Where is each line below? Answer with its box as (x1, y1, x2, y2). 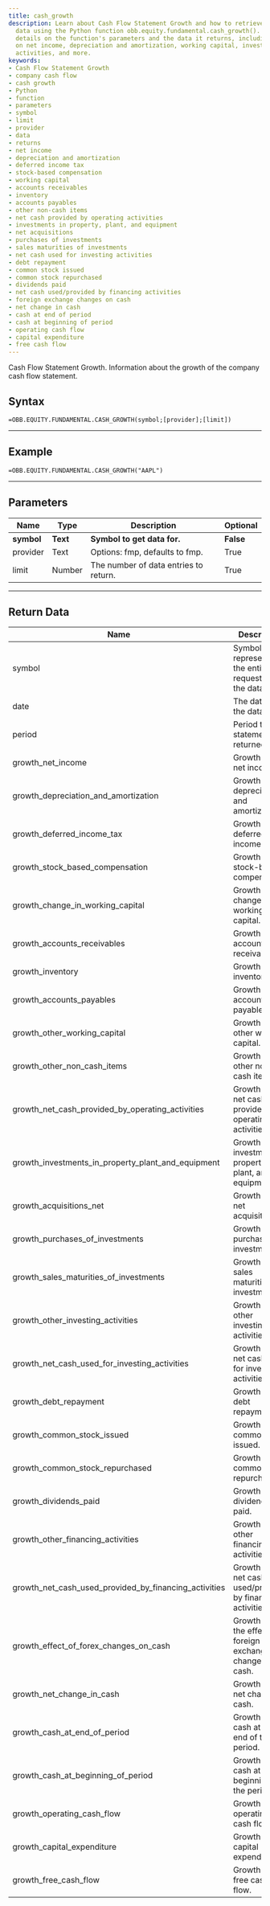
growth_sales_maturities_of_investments (12, 1272, 166, 1283)
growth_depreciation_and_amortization (12, 790, 159, 801)
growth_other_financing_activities (12, 1534, 139, 1545)
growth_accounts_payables (12, 994, 117, 1006)
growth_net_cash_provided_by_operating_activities (12, 1104, 205, 1115)
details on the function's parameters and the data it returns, (15, 34, 235, 43)
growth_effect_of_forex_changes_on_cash (12, 1641, 170, 1652)
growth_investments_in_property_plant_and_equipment (12, 1157, 220, 1168)
